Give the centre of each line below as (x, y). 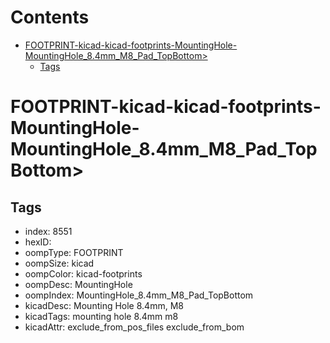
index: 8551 (48, 231)
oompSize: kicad (59, 263)
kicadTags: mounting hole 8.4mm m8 (101, 316)
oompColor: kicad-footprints (83, 273)
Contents (50, 17)
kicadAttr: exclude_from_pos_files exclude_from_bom (134, 327)
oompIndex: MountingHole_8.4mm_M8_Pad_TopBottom (139, 295)
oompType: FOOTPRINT (74, 252)
